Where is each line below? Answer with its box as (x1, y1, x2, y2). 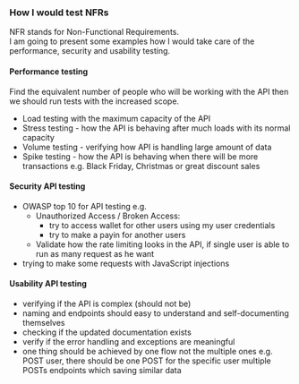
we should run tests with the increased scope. (9, 96, 180, 107)
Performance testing (9, 65, 89, 77)
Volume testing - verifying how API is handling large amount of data (21, 141, 272, 152)
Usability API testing (9, 278, 88, 289)
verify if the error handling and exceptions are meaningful (21, 336, 235, 346)
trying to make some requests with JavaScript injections (21, 258, 230, 269)
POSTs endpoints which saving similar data (21, 364, 182, 375)
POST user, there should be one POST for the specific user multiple (21, 355, 271, 366)
